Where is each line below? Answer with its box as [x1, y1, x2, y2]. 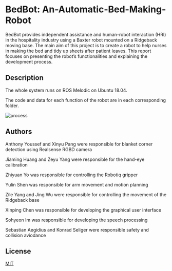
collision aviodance [5, 232, 46, 238]
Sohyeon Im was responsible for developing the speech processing [5, 217, 148, 223]
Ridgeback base [5, 197, 40, 203]
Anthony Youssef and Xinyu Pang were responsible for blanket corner [5, 141, 153, 147]
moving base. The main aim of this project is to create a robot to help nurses [5, 42, 167, 48]
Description [5, 73, 44, 82]
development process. [5, 58, 53, 65]
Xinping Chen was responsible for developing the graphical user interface [5, 206, 162, 213]
